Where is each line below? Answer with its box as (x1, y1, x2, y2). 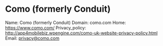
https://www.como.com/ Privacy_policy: (5, 24, 86, 30)
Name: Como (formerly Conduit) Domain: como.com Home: (5, 20, 126, 25)
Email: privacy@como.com (5, 35, 60, 41)
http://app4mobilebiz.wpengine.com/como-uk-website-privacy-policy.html (5, 30, 158, 36)
